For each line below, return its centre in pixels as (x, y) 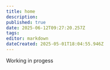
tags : (13, 33)
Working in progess (30, 60)
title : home (21, 11)
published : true (26, 22)
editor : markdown (27, 38)
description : (22, 17)
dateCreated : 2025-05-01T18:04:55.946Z (55, 44)
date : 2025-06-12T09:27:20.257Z (46, 28)
